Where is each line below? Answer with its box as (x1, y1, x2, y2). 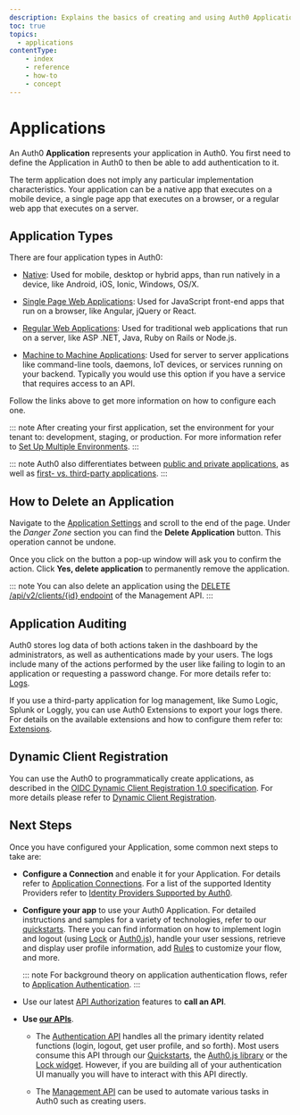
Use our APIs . (21, 1013, 74, 1024)
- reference (25, 63, 70, 72)
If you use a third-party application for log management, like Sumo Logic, (9, 695, 279, 705)
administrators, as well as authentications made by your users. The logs (9, 649, 274, 660)
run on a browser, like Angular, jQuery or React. (21, 305, 196, 317)
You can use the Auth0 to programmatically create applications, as (9, 773, 254, 784)
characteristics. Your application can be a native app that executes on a (9, 184, 272, 195)
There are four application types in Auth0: (9, 252, 163, 263)
